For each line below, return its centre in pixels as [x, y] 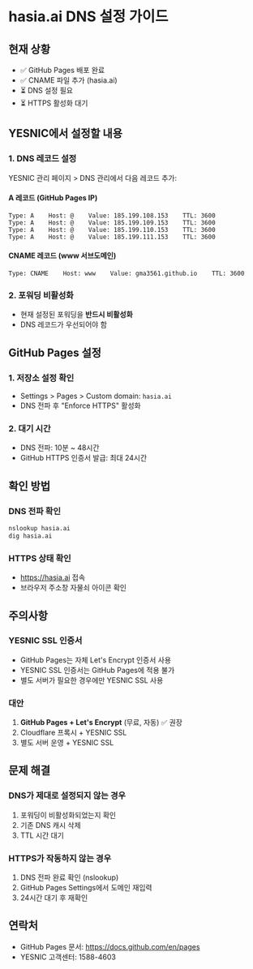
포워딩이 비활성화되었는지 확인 [68, 815]
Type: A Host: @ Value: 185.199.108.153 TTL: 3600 [112, 216]
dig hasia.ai [30, 536]
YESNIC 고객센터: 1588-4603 [68, 957]
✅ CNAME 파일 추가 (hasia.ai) [69, 80]
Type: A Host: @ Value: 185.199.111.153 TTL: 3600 [112, 237]
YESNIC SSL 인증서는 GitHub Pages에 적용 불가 [97, 670]
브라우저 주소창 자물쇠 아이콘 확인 [73, 588]
